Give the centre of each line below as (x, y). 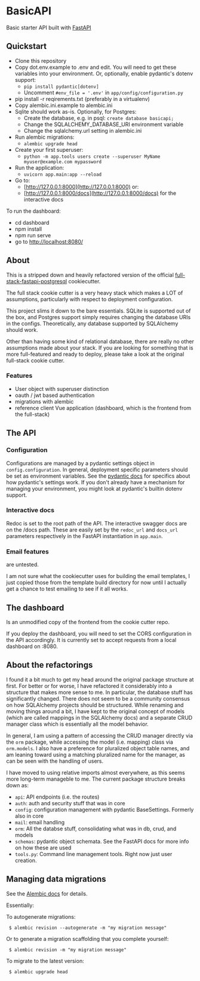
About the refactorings (50, 665)
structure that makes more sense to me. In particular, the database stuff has (99, 692)
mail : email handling (40, 822)
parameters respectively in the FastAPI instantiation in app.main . (84, 536)
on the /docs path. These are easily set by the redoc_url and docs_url (92, 530)
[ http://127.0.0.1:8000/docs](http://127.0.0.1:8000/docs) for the (100, 193)
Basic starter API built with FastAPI (49, 27)
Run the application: (39, 167)
